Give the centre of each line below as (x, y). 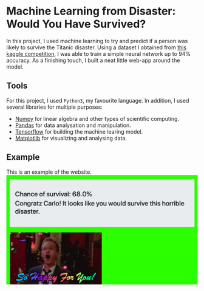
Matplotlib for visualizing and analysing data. (71, 138)
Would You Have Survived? (76, 24)
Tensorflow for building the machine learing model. (79, 131)
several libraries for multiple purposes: (55, 107)
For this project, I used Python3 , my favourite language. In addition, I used (98, 100)
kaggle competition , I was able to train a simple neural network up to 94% (99, 53)
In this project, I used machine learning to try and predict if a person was (97, 41)
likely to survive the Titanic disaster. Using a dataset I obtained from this (97, 47)
